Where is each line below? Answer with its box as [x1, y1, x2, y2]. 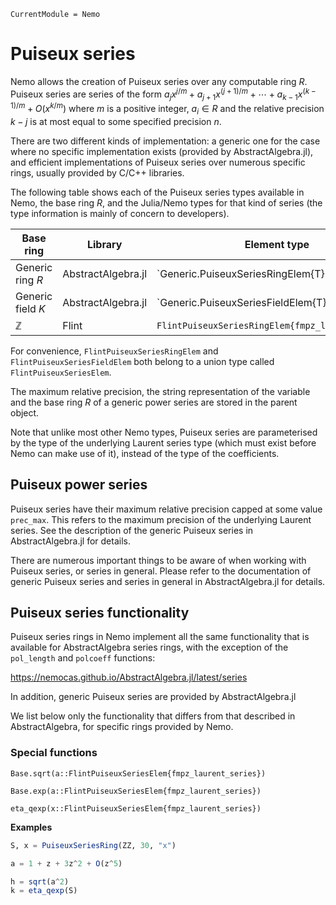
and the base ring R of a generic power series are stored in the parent [10, 396, 298, 408]
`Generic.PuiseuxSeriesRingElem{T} [156, 266, 325, 280]
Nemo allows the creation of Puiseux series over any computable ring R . [10, 75, 308, 87]
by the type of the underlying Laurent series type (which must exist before [10, 436, 317, 449]
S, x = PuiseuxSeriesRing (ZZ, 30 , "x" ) [10, 840, 177, 850]
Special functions [10, 746, 98, 760]
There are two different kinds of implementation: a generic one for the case [10, 135, 321, 147]
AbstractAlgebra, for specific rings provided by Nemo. [10, 721, 234, 733]
